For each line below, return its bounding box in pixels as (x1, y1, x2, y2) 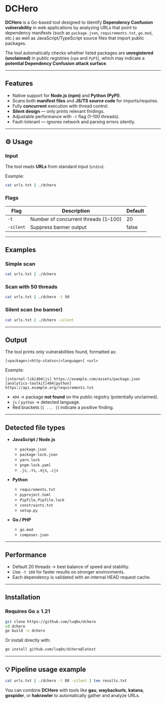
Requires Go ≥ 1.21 (5, 608, 50, 615)
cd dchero (5, 623, 26, 629)
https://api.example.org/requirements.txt (5, 385, 94, 390)
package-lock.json (19, 453, 58, 457)
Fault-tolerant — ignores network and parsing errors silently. (12, 119, 136, 124)
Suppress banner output (30, 223, 87, 230)
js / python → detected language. (12, 399, 81, 405)
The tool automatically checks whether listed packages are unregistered (5, 50, 154, 56)
